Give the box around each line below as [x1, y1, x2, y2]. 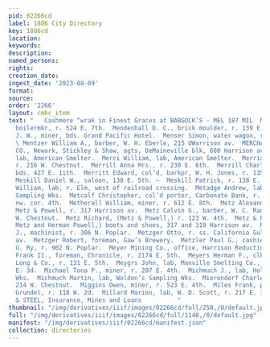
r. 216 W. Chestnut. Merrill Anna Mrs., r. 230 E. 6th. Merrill [15, 162, 243, 170]
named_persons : [8, 57, 59, 65]
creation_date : [8, 72, 59, 80]
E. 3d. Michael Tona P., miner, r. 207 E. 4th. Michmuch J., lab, [15, 266, 250, 275]
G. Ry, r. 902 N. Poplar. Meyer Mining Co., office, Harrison [15, 244, 231, 252]
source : [8, 94, 35, 102]
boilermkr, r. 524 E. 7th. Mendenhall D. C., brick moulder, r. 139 [15, 124, 253, 132]
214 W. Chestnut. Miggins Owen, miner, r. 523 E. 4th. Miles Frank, [15, 281, 257, 290]
